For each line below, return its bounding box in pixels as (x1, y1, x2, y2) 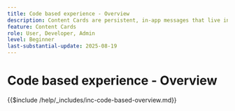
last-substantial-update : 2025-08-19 (7, 43, 117, 50)
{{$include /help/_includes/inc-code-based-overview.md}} (7, 96, 177, 104)
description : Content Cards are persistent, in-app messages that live (7, 17, 220, 24)
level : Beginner (7, 36, 55, 43)
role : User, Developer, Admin (7, 29, 96, 37)
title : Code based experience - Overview (7, 10, 130, 17)
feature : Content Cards (7, 23, 77, 30)
